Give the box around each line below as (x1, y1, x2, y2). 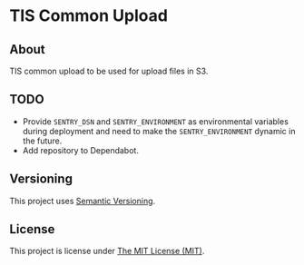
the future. (22, 135, 63, 146)
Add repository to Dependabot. (22, 144, 139, 155)
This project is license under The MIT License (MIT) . (9, 246, 205, 257)
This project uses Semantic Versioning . (9, 195, 156, 206)
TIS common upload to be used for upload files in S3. (9, 65, 209, 76)
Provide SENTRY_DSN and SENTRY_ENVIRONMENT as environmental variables (22, 115, 289, 127)
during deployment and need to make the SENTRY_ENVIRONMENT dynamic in (22, 125, 296, 136)
